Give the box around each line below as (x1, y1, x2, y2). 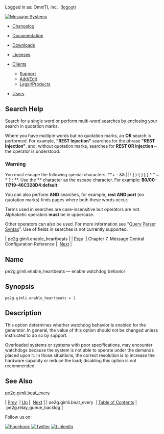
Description (5, 309, 42, 317)
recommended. (5, 363, 36, 369)
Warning (5, 161, 26, 167)
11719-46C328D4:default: (5, 182, 59, 188)
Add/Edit (19, 76, 38, 81)
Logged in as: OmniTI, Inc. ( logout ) (5, 4, 77, 10)
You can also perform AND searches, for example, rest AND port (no (5, 191, 144, 198)
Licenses (12, 52, 31, 57)
